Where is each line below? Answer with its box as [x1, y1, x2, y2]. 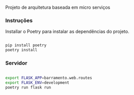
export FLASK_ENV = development [5, 80, 70, 85]
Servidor [5, 59, 28, 67]
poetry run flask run [5, 85, 51, 90]
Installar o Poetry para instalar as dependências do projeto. [5, 28, 129, 35]
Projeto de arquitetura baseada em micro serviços [5, 5, 111, 10]
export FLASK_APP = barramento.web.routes [5, 76, 93, 81]
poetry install [5, 48, 38, 53]
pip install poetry [5, 43, 47, 48]
